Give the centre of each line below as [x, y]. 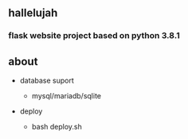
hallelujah [33, 13]
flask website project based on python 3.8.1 [94, 36]
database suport [47, 81]
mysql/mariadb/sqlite [67, 96]
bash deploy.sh [57, 127]
